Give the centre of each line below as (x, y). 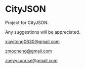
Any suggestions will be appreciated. (43, 32)
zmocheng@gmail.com (29, 51)
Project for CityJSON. (27, 23)
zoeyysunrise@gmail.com (31, 60)
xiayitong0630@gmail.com (33, 41)
